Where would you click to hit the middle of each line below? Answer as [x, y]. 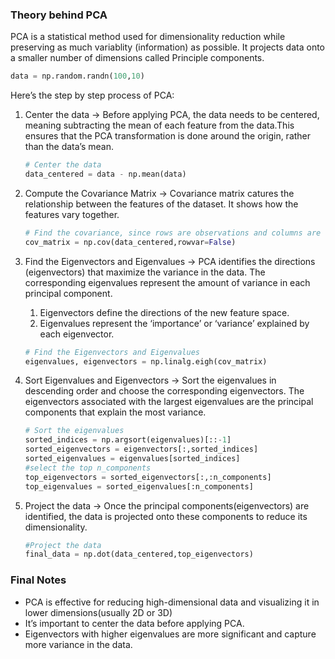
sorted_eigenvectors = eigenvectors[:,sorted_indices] [141, 449]
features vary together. [72, 214]
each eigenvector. [77, 334]
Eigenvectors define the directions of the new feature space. [164, 312]
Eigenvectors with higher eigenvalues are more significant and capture [170, 634]
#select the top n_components [88, 468]
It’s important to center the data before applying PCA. [134, 623]
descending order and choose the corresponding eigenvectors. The [164, 391]
